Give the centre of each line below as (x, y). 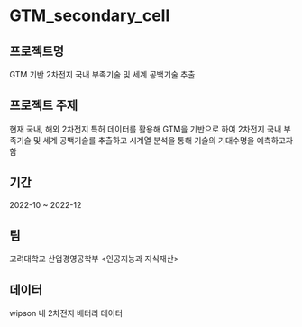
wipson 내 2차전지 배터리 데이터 (66, 313)
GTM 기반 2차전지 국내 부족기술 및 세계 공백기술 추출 (102, 74)
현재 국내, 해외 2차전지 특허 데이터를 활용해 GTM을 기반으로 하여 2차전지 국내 (146, 129)
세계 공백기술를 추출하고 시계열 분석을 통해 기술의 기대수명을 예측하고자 (168, 140)
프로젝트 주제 (44, 106)
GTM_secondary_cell (90, 16)
